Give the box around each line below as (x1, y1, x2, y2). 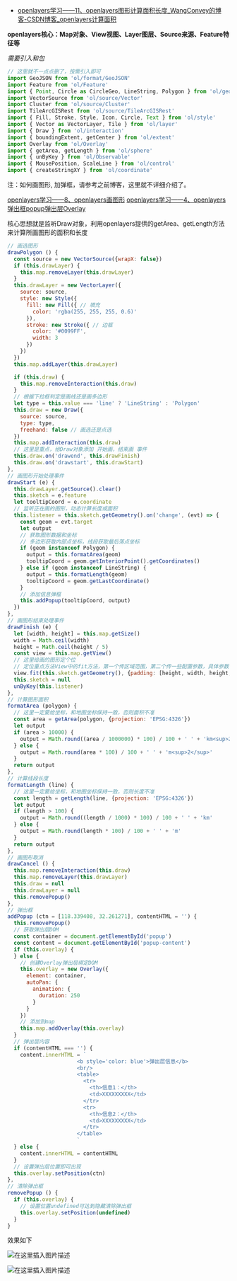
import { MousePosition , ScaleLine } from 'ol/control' (7, 160, 175, 168)
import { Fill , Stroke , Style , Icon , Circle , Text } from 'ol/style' (7, 114, 217, 122)
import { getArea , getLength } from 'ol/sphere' (7, 147, 153, 154)
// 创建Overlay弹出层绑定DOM (20, 959, 98, 966)
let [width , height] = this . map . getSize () (13, 630, 140, 637)
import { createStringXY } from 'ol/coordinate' (7, 167, 153, 174)
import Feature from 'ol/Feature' (7, 81, 109, 88)
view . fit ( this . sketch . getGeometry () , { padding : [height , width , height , (13, 670, 232, 677)
